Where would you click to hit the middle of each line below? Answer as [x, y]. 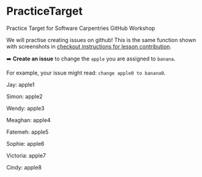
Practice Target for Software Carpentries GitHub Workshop [81, 28]
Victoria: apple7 [26, 155]
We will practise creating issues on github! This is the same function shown [101, 40]
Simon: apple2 [24, 96]
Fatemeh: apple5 [28, 132]
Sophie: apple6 [25, 143]
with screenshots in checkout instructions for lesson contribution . [89, 46]
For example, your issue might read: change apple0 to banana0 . [86, 73]
